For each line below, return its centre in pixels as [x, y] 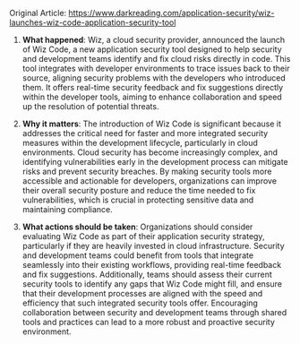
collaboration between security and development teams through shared [154, 312]
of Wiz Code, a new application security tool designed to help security [152, 49]
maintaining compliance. [68, 209]
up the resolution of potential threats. [90, 106]
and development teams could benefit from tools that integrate [137, 255]
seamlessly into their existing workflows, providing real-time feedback [152, 265]
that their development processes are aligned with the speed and [142, 293]
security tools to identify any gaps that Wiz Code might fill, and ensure [152, 284]
